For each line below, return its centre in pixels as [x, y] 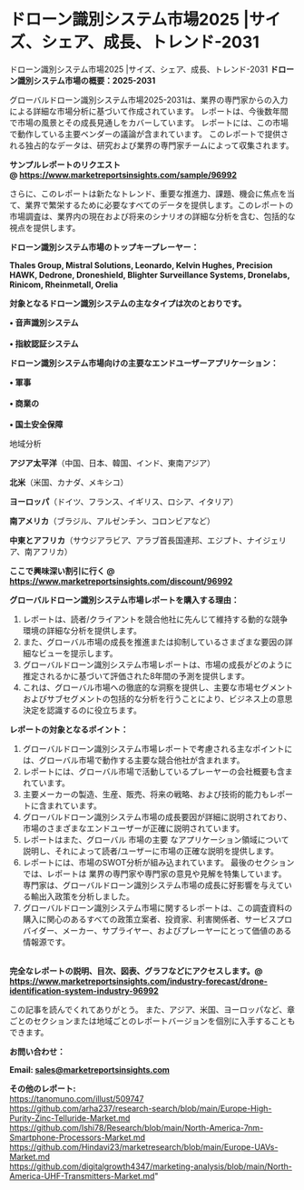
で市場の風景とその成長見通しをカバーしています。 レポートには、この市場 [149, 122]
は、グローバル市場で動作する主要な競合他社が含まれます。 [133, 760]
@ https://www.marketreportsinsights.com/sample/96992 [123, 175]
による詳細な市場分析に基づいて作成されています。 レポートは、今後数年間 [149, 111]
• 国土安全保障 [36, 424]
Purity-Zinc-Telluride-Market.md [70, 1118]
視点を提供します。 [45, 227]
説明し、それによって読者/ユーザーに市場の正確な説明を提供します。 [151, 851]
